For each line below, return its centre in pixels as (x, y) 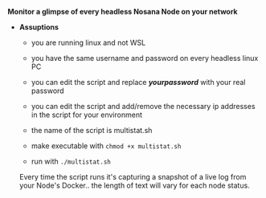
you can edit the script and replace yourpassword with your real (138, 82)
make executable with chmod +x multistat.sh (106, 146)
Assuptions (39, 27)
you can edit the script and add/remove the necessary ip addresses (143, 106)
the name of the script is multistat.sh (92, 130)
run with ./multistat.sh (71, 161)
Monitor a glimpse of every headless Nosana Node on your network (123, 12)
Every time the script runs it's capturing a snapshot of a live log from (133, 177)
